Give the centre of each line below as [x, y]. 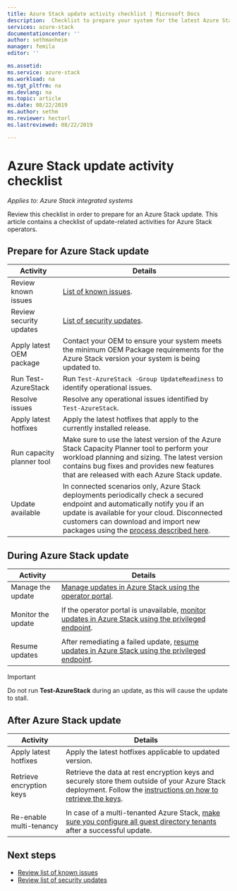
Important [22, 677]
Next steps [32, 855]
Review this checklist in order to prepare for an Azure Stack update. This [113, 214]
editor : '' [23, 54]
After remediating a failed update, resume [130, 642]
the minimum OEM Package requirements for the [143, 350]
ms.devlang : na [30, 92]
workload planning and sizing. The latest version [143, 457]
